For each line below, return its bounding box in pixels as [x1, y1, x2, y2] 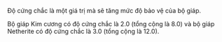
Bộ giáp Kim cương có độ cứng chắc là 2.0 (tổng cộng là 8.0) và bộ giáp [7, 20, 215, 28]
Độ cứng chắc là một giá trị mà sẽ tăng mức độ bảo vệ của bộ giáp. [7, 7, 202, 14]
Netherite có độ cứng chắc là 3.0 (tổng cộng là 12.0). [7, 28, 160, 35]
